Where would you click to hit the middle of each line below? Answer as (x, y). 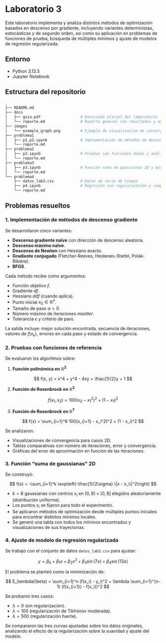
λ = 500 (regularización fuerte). (45, 616)
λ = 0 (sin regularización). (39, 606)
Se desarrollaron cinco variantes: (39, 230)
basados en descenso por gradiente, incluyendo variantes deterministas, (79, 28)
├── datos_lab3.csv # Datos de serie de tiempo (76, 181)
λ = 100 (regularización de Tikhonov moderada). (62, 611)
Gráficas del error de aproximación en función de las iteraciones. (78, 451)
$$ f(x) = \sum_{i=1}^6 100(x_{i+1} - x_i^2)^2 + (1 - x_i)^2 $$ (83, 421)
